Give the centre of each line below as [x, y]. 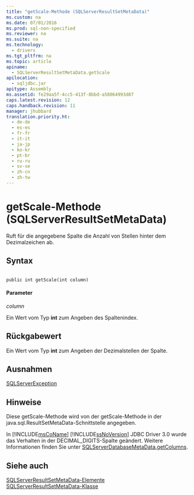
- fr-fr [21, 133]
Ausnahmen [29, 369]
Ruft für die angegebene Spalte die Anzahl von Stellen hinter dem [86, 236]
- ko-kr [21, 150]
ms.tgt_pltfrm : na [29, 56]
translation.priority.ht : [38, 116]
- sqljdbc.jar [29, 84]
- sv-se [21, 166]
